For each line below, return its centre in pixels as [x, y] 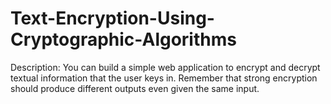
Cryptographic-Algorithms [123, 39]
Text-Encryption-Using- [112, 18]
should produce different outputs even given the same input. [135, 88]
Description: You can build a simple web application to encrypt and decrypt [165, 67]
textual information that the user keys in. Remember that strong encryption [164, 78]
